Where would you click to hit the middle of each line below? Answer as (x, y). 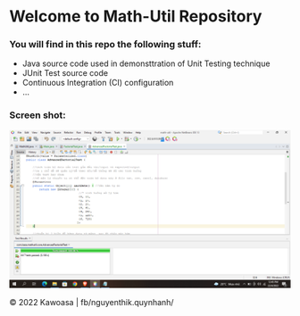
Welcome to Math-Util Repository (136, 17)
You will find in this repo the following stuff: (105, 45)
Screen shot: (37, 115)
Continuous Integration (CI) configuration (98, 83)
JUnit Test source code (65, 73)
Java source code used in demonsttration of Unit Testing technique (146, 63)
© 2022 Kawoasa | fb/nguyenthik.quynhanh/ (92, 302)
